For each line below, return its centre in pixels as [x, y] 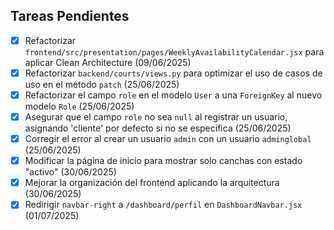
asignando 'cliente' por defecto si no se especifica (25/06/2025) [158, 128]
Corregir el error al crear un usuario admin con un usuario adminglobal [168, 139]
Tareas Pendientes [70, 16]
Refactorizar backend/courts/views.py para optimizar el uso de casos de [173, 73]
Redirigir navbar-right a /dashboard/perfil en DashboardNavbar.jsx [163, 205]
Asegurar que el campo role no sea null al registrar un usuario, [156, 117]
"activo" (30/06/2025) [70, 172]
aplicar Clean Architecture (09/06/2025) [108, 62]
